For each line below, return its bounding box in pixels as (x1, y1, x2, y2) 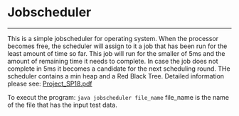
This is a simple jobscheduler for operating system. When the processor (7, 34, 219, 42)
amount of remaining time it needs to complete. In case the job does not (7, 57, 218, 65)
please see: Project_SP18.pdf (7, 79, 92, 88)
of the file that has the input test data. (7, 100, 117, 109)
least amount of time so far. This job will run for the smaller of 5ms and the (7, 49, 225, 57)
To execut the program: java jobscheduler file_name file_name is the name (7, 93, 230, 101)
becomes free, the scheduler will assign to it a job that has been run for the (7, 42, 228, 50)
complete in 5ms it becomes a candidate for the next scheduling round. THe (7, 64, 230, 73)
